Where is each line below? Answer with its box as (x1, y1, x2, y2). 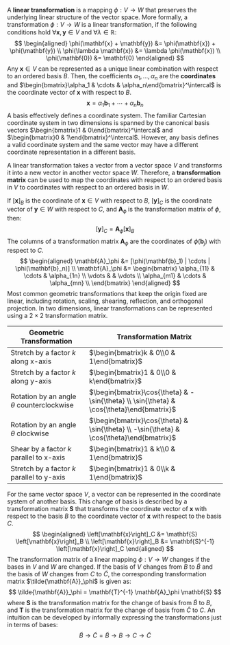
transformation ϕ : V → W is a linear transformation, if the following (7, 21, 197, 28)
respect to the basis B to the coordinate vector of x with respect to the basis (7, 512, 222, 520)
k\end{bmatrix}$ (88, 376, 142, 385)
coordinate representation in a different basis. (7, 148, 136, 156)
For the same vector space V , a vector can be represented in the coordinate (7, 490, 221, 498)
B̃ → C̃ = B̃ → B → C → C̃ (79, 631, 151, 640)
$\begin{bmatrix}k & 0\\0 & (88, 348, 176, 357)
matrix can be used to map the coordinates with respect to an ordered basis (7, 175, 222, 184)
